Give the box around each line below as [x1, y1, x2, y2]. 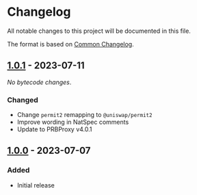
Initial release [16, 181, 55, 189]
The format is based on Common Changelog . [7, 40, 135, 48]
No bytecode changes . [7, 78, 72, 86]
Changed [7, 95, 39, 105]
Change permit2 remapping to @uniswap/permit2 [16, 111, 153, 119]
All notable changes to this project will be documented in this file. [7, 27, 192, 35]
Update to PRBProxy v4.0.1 [16, 125, 92, 133]
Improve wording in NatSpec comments [16, 118, 129, 127]
